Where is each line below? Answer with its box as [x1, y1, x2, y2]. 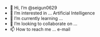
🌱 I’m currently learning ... [9, 15, 63, 21]
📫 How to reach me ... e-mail [9, 26, 71, 32]
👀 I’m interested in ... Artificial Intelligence [9, 10, 96, 16]
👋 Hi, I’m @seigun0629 [9, 5, 57, 10]
